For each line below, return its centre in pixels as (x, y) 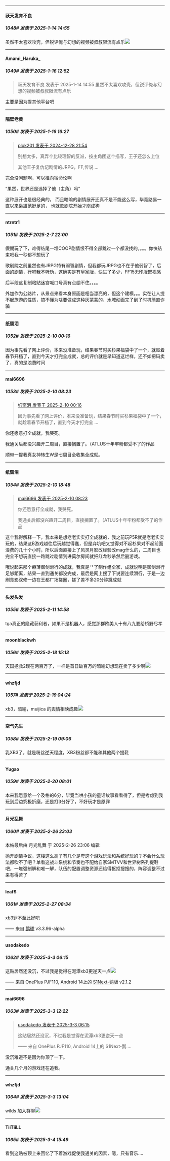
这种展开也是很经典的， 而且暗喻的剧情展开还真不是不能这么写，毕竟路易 (81, 199)
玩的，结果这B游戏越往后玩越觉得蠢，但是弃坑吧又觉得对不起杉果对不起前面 (84, 543)
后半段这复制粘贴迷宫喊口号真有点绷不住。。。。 (53, 283)
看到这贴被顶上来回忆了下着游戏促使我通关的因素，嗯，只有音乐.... (74, 1153)
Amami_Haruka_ (23, 58)
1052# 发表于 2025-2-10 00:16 (38, 336)
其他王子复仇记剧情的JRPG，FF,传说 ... (58, 167)
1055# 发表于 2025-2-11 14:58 (37, 609)
